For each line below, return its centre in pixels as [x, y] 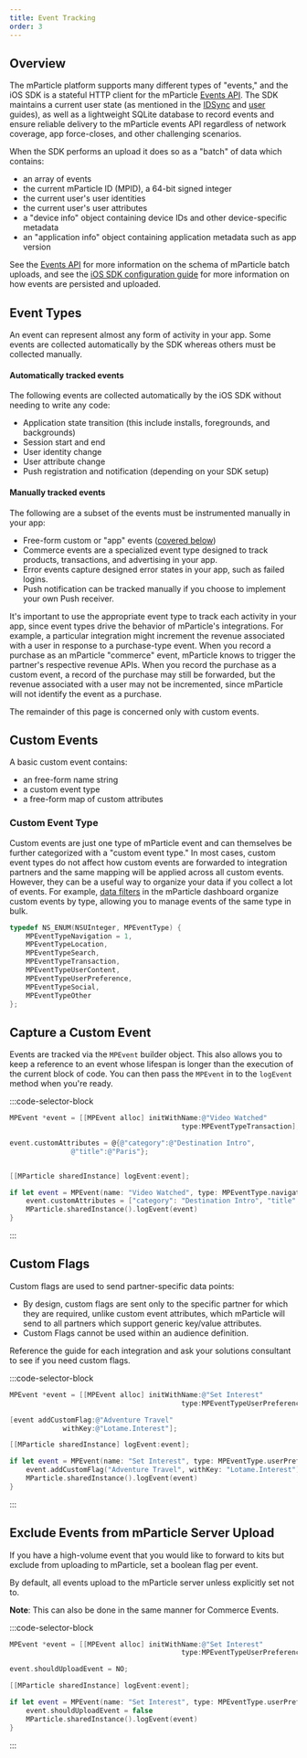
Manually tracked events [58, 492]
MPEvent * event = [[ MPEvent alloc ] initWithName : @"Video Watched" [138, 1118]
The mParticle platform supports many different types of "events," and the [149, 85]
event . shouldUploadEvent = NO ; [69, 1669]
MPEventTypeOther [59, 995]
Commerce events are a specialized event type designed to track [145, 550]
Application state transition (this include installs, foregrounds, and [146, 423]
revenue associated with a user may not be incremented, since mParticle [146, 684]
